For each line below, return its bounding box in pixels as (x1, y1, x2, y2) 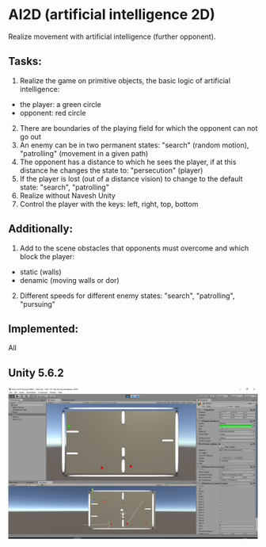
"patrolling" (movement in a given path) (19, 148, 149, 158)
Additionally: (8, 222, 74, 235)
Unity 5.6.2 (8, 366, 65, 380)
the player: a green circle (19, 99, 101, 109)
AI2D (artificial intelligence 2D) (8, 6, 215, 24)
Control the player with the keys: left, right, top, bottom (19, 199, 199, 208)
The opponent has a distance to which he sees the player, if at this (19, 157, 237, 166)
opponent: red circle (19, 108, 86, 117)
